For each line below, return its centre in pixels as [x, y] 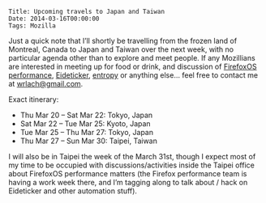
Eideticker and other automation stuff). [73, 191]
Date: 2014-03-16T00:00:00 [54, 19]
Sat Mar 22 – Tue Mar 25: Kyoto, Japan [86, 124]
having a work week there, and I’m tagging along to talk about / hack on [128, 182]
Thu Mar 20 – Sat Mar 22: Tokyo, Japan [86, 115]
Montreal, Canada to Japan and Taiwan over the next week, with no [121, 49]
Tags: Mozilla [32, 26]
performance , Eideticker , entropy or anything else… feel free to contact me [133, 75]
